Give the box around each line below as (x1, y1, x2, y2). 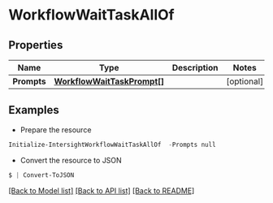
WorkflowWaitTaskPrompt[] (54, 76, 165, 87)
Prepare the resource (19, 124, 92, 135)
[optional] (226, 76, 264, 87)
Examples (8, 103, 59, 117)
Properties (8, 38, 63, 52)
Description (171, 63, 219, 73)
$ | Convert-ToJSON (8, 171, 75, 179)
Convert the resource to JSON (19, 155, 122, 165)
